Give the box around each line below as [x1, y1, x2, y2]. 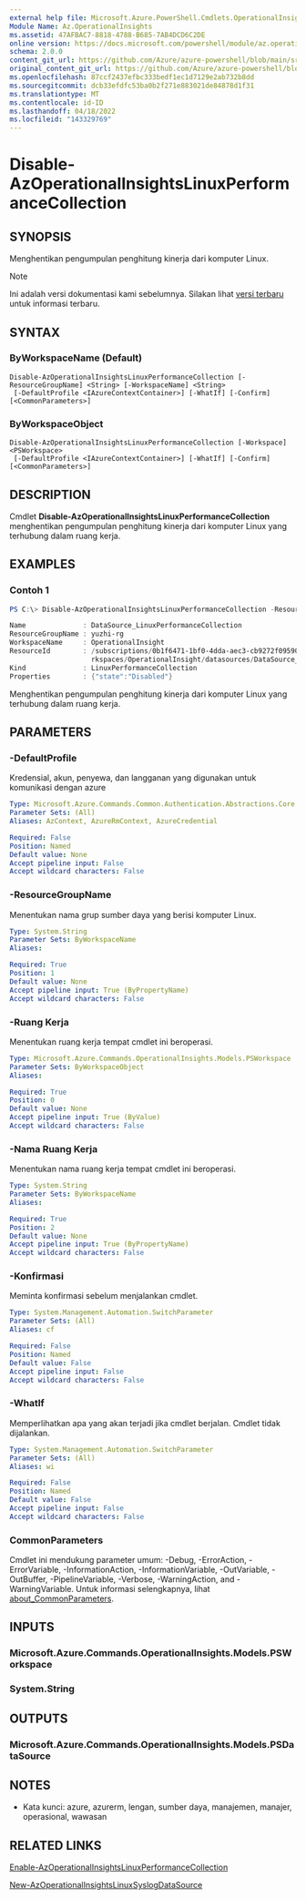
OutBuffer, [9, 1574, 48, 1585]
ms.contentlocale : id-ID [9, 97, 104, 107]
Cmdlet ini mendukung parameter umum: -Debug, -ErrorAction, [9, 1555, 248, 1566]
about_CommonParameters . [9, 1593, 115, 1604]
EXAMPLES [9, 556, 76, 572]
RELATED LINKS [9, 1837, 102, 1853]
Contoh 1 [9, 584, 50, 597]
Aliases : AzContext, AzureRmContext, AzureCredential [9, 817, 219, 826]
